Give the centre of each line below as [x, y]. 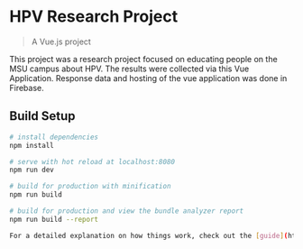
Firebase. [27, 88]
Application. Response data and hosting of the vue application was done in [148, 78]
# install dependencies [54, 137]
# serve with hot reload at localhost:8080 [92, 161]
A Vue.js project [61, 41]
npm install [32, 145]
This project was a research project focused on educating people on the [143, 59]
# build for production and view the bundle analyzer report [127, 211]
